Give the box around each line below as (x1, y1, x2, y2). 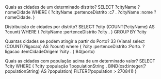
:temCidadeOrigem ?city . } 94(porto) (20, 48, 95, 54)
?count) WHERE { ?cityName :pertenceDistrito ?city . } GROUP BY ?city (5, 29, 147, 34)
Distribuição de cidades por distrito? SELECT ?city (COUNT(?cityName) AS (5, 24, 155, 30)
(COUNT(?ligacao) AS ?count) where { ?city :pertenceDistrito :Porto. (5, 44, 142, 49)
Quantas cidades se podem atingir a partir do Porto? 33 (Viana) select (5, 38, 145, 44)
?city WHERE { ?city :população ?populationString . (5, 63, 107, 69)
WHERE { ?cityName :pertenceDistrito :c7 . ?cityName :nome (31, 9, 153, 15)
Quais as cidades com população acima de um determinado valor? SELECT (5, 58, 156, 63)
